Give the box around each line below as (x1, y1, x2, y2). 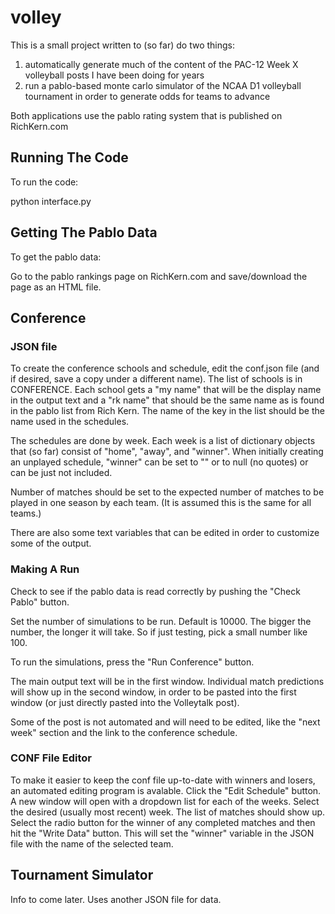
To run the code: (10, 176, 79, 188)
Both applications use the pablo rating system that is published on (10, 109, 283, 121)
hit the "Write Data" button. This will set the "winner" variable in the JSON (10, 827, 315, 839)
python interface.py (10, 195, 92, 207)
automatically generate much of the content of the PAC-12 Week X (24, 58, 299, 70)
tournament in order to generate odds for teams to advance (24, 90, 271, 102)
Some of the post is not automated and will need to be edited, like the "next (10, 716, 321, 728)
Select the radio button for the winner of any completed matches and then (10, 816, 316, 828)
